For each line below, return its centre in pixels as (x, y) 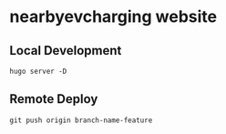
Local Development (66, 51)
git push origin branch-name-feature (81, 120)
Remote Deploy (54, 99)
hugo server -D (38, 71)
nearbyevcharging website (113, 17)
